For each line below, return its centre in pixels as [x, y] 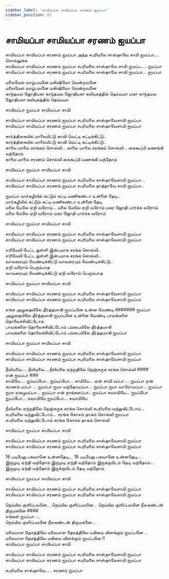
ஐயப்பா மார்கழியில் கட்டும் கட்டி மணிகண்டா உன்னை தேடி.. [63, 196]
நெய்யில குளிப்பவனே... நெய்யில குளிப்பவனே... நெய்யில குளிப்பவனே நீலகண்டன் [84, 505]
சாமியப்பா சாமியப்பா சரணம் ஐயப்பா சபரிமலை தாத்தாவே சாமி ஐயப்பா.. [74, 186]
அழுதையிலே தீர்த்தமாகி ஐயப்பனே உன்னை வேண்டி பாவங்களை [67, 315]
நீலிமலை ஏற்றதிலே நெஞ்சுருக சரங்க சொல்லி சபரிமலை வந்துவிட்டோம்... [75, 408]
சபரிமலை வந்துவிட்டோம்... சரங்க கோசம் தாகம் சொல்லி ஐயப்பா [67, 415]
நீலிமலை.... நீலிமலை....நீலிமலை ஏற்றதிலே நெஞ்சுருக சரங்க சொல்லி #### [77, 369]
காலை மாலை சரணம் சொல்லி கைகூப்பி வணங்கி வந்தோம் [61, 159]
